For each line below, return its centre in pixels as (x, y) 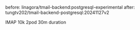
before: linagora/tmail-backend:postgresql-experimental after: (70, 7)
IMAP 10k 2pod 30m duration (36, 22)
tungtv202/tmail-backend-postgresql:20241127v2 (57, 12)
